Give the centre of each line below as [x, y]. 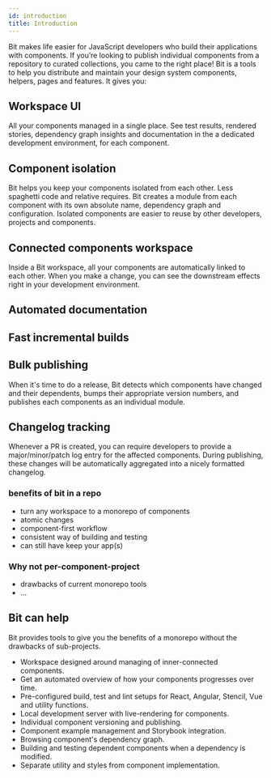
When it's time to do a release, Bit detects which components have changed [135, 385]
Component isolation [62, 168]
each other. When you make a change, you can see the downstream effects [134, 275]
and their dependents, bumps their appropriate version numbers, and [123, 393]
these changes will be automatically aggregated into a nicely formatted [127, 464]
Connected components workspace [101, 248]
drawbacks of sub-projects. [55, 646]
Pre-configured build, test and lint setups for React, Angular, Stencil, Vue [141, 696]
